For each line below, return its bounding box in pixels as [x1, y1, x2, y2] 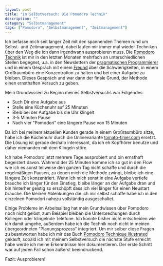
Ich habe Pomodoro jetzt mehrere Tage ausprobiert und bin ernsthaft [5, 154, 144, 160]
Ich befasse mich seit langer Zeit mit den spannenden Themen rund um [5, 39, 148, 44]
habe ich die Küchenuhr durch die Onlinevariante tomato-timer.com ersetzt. [5, 135, 157, 141]
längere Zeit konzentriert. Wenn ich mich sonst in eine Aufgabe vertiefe [5, 175, 148, 181]
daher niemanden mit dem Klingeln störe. [5, 145, 88, 151]
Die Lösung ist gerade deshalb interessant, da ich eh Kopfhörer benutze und [5, 140, 158, 145]
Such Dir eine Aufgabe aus [12, 99, 66, 105]
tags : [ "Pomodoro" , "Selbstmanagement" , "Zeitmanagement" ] [5, 25, 127, 30]
